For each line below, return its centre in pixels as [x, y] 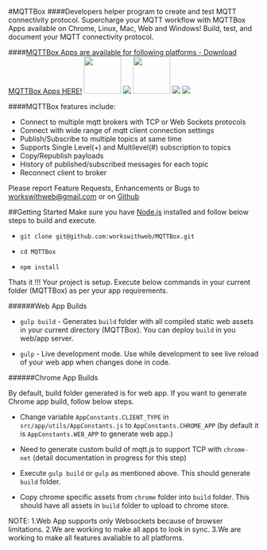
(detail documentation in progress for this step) [110, 458]
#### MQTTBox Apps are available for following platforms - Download [122, 52]
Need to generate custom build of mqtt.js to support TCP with [121, 449]
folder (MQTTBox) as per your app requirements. [88, 291]
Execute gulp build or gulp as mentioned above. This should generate [135, 473]
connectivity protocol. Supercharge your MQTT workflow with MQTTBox [127, 20]
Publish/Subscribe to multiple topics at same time [101, 139]
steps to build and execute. [52, 220]
